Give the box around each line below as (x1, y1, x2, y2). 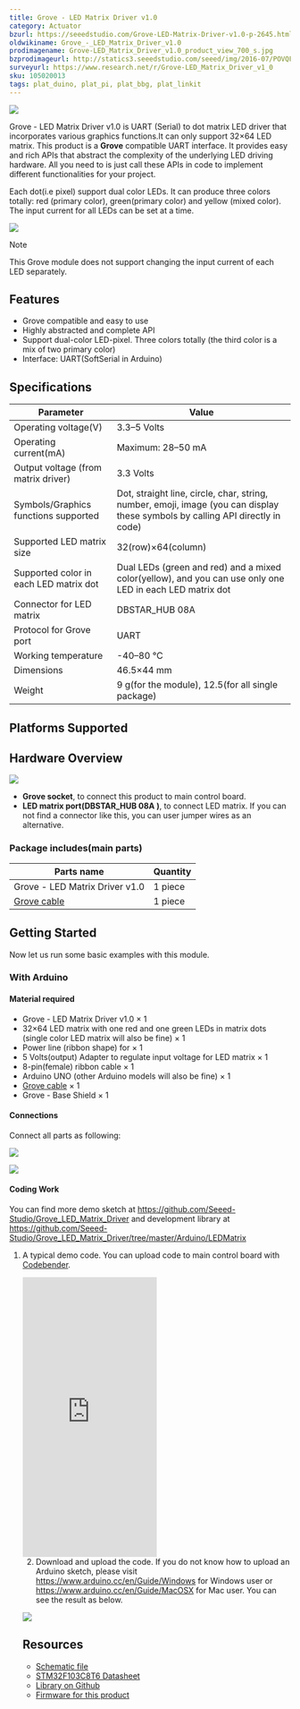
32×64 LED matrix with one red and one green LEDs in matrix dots (21, 1022, 267, 1034)
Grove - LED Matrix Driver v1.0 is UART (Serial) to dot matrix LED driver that (9, 121, 287, 132)
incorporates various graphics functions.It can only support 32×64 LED (9, 131, 272, 141)
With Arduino (9, 971, 69, 984)
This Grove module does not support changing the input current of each (9, 256, 275, 267)
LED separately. (9, 266, 67, 277)
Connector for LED (13, 598, 92, 611)
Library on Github (35, 1679, 101, 1690)
